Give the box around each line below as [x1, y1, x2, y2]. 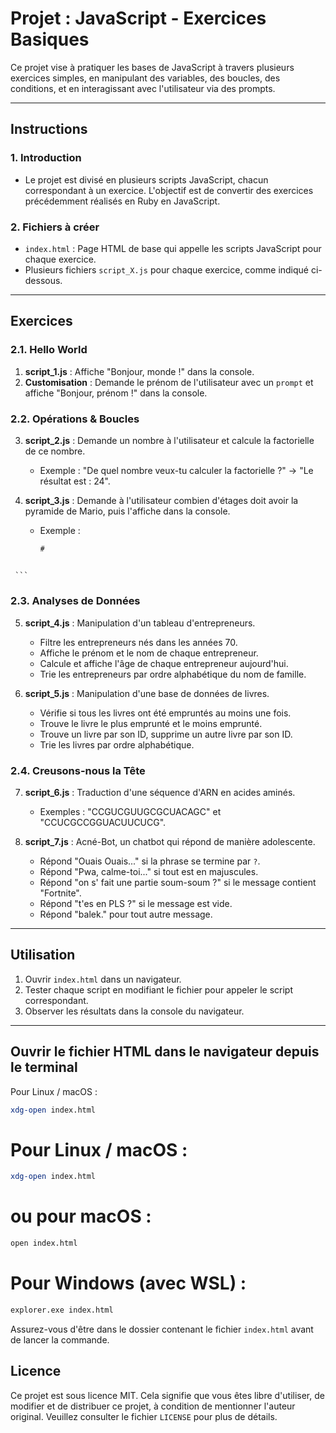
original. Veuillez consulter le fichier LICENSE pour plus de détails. [10, 1410, 278, 1422]
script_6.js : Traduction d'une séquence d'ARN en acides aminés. [24, 786, 296, 798]
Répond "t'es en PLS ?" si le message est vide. [39, 897, 233, 909]
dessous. [24, 274, 63, 286]
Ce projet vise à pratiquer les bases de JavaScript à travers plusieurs [10, 61, 295, 73]
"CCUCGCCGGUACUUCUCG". [39, 816, 167, 828]
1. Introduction [10, 151, 82, 165]
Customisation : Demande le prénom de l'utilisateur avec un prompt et [24, 376, 314, 388]
